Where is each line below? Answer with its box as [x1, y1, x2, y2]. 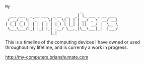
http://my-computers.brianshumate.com [5, 54, 89, 60]
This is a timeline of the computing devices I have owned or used [5, 39, 140, 45]
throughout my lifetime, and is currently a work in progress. [5, 44, 128, 50]
